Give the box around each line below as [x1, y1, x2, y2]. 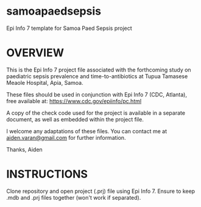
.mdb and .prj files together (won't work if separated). [6, 194, 141, 201]
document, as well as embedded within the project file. [6, 115, 144, 123]
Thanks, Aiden [6, 145, 43, 153]
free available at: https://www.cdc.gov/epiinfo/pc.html [6, 97, 142, 104]
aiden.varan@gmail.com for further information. [6, 134, 126, 141]
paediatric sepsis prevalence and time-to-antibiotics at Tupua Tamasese [6, 72, 188, 80]
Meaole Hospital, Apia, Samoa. [6, 79, 83, 86]
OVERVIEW [6, 46, 65, 60]
